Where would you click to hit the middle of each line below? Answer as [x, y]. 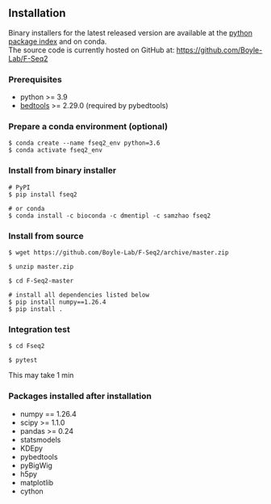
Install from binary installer [63, 170]
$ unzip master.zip [41, 267]
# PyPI [19, 187]
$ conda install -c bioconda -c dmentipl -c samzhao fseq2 [110, 216]
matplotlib [37, 482]
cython [32, 491]
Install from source [46, 236]
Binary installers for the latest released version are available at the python [130, 32]
